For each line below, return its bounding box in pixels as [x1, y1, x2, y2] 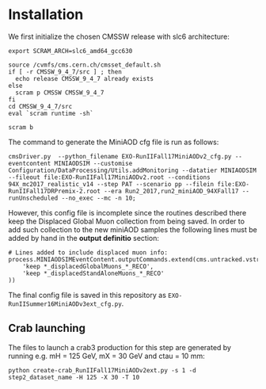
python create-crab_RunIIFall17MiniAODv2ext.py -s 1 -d [8, 366, 196, 374]
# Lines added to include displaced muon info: [8, 248, 169, 257]
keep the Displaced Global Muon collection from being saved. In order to [8, 216, 245, 226]
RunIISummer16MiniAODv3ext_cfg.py [8, 299, 123, 308]
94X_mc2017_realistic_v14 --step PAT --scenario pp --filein [8, 180, 215, 188]
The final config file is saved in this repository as [8, 290, 166, 299]
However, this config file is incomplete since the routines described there [8, 208, 247, 217]
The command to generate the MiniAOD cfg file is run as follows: [8, 137, 219, 147]
